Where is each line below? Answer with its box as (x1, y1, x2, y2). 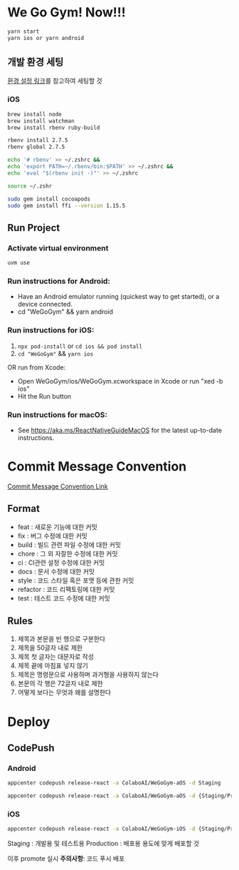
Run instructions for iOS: (7, 325, 95, 335)
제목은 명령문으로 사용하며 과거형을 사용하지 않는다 (17, 670, 159, 679)
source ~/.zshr (7, 183, 53, 190)
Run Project (7, 222, 60, 234)
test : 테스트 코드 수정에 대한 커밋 (17, 593, 110, 603)
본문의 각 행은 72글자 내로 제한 (17, 679, 103, 688)
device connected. (17, 300, 73, 309)
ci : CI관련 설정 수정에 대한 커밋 (17, 558, 105, 567)
